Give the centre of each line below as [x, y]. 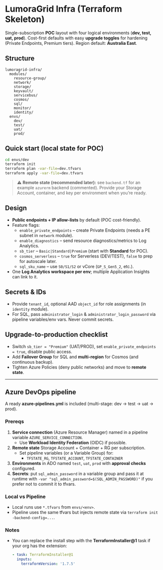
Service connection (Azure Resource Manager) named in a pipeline [80, 432]
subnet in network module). [46, 235]
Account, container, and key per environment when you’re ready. [82, 193]
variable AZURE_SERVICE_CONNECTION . [48, 437]
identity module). [30, 309]
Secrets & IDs [26, 292]
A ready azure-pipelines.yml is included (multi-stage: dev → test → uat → [79, 404]
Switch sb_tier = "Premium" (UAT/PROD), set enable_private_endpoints [84, 346]
